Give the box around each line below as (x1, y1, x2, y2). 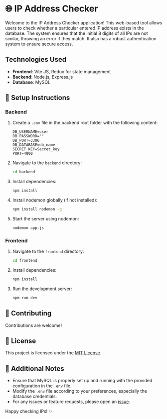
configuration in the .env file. (12, 383, 72, 389)
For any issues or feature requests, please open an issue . (12, 399, 131, 405)
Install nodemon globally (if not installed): (12, 197, 98, 203)
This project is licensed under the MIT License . (5, 350, 102, 356)
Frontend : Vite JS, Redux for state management (12, 68, 111, 75)
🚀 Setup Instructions (5, 94, 70, 102)
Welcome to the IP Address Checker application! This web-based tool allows (5, 19, 163, 25)
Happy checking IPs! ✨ (5, 409, 52, 415)
